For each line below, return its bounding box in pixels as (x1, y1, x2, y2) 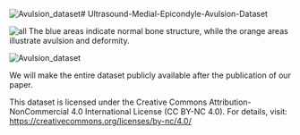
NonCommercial (9, 106, 70, 116)
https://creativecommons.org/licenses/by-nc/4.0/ (9, 116, 193, 126)
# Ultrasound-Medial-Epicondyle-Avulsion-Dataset (80, 9, 269, 19)
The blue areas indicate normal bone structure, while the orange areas (28, 26, 288, 36)
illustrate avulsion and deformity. (9, 36, 130, 46)
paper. (9, 80, 33, 89)
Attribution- (209, 97, 252, 107)
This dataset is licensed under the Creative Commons (9, 97, 208, 107)
